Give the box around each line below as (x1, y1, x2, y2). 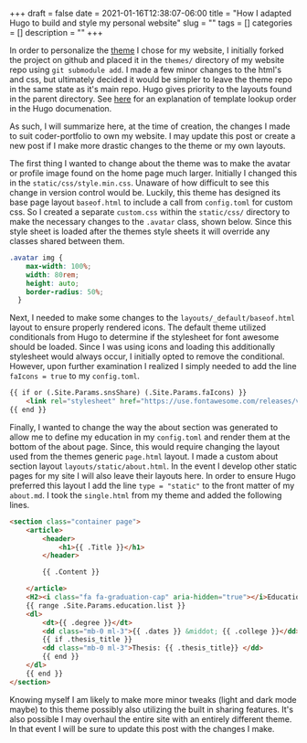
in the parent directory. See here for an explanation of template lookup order (9, 93, 297, 104)
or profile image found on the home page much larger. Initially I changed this (9, 168, 298, 178)
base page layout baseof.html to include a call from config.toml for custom (9, 196, 293, 207)
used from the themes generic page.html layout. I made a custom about (9, 451, 279, 462)
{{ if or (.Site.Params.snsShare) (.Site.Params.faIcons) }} (9, 388, 248, 398)
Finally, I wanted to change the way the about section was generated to (9, 421, 279, 432)
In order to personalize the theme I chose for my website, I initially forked (9, 45, 285, 56)
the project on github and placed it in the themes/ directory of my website (9, 55, 285, 65)
